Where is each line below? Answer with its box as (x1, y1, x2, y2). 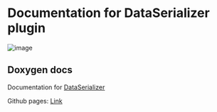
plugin (7, 20, 46, 36)
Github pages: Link (7, 96, 63, 105)
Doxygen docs (7, 64, 73, 76)
